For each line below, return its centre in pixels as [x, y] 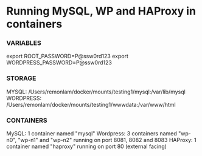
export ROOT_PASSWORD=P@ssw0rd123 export [68, 56]
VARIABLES [24, 43]
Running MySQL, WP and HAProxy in [101, 11]
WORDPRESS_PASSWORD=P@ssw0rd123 [59, 63]
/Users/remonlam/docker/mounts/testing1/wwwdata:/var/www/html [91, 104]
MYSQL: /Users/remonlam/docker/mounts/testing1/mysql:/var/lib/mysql [96, 92]
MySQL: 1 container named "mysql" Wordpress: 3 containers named [92, 134]
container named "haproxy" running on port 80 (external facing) [87, 146]
